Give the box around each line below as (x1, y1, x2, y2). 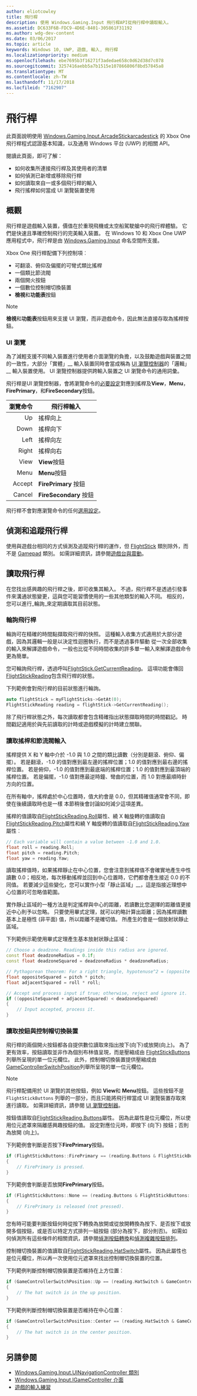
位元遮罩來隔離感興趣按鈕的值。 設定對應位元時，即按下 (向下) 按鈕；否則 (11, 1122, 189, 1129)
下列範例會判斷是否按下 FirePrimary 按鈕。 (6, 1142, 107, 1149)
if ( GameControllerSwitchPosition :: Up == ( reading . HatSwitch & (6, 1279, 164, 1285)
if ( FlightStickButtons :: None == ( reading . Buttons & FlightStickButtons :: (6, 1193, 193, 1198)
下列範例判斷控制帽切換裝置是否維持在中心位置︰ (6, 1306, 124, 1313)
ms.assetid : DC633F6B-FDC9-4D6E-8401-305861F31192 (6, 25, 133, 31)
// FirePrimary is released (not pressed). (16, 1203, 125, 1210)
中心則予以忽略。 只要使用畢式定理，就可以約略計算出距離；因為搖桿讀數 (11, 908, 188, 915)
